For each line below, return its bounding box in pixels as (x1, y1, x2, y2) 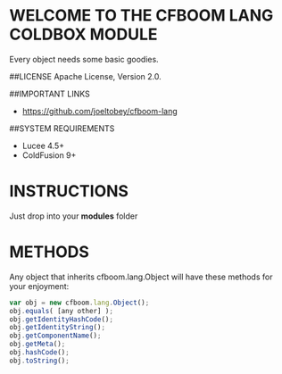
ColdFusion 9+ (21, 149, 77, 161)
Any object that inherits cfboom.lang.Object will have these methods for (9, 271, 273, 282)
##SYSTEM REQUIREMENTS (9, 122, 115, 134)
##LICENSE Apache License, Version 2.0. (9, 71, 162, 81)
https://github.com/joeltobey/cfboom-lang (21, 105, 178, 116)
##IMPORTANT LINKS (9, 88, 91, 99)
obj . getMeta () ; (9, 340, 66, 349)
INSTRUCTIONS (9, 181, 129, 202)
